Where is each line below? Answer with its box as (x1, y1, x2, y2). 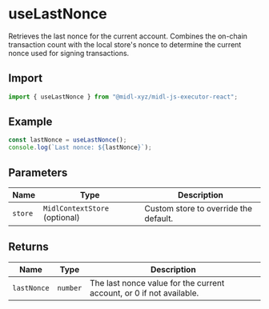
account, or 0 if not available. (89, 287, 199, 299)
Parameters (8, 166, 68, 179)
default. (144, 213, 174, 224)
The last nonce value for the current (89, 277, 225, 288)
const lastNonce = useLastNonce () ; (8, 136, 127, 144)
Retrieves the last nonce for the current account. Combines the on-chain (8, 31, 248, 41)
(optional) (42, 212, 80, 223)
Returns (8, 240, 50, 254)
